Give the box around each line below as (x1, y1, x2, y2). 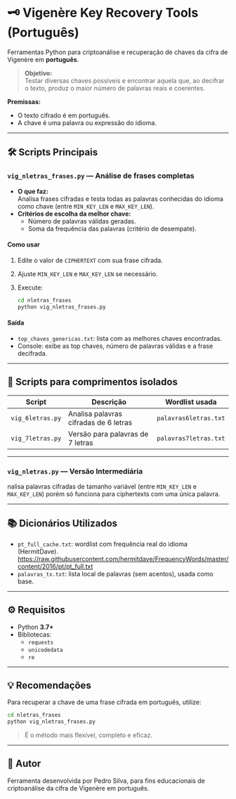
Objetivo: (24, 69, 53, 77)
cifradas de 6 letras (67, 417, 133, 427)
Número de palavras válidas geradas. (27, 216, 136, 225)
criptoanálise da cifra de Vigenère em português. (7, 784, 150, 792)
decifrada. (17, 349, 48, 358)
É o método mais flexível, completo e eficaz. (24, 731, 153, 739)
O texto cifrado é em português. (17, 111, 111, 119)
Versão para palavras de (67, 429, 149, 439)
